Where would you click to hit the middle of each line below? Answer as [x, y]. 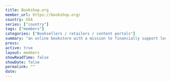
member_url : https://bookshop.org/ [43, 15]
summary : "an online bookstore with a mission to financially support [82, 39]
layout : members [22, 52]
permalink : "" [20, 67]
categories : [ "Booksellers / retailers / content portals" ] [70, 34]
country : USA [19, 19]
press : [12, 43]
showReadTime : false [27, 57]
